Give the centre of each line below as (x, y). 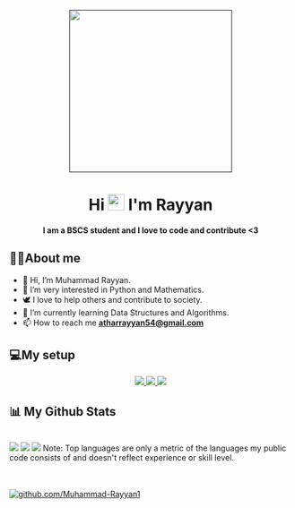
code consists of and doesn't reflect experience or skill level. (122, 458)
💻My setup (43, 355)
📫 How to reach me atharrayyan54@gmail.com (113, 323)
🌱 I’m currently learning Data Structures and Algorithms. (126, 312)
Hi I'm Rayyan (151, 205)
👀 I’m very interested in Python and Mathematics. (113, 289)
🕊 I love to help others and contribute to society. (113, 299)
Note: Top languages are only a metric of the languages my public (165, 448)
